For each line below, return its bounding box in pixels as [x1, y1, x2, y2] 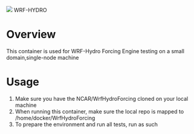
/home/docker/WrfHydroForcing [15, 114, 95, 121]
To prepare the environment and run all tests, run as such [15, 121, 158, 128]
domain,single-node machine [6, 54, 79, 61]
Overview [6, 28, 56, 42]
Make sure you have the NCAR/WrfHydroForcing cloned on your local [15, 95, 189, 102]
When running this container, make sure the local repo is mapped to [15, 107, 184, 115]
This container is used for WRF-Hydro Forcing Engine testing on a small [6, 47, 185, 54]
